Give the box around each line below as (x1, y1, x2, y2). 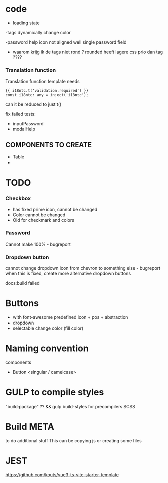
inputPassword (12, 121, 44, 127)
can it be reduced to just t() (5, 101, 62, 107)
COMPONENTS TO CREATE (5, 140, 92, 149)
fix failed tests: (5, 111, 36, 117)
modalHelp (12, 126, 35, 132)
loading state (12, 20, 40, 26)
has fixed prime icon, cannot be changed (12, 206, 98, 212)
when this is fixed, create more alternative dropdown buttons (5, 270, 131, 277)
